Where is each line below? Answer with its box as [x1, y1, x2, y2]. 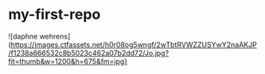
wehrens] [39, 31, 71, 41]
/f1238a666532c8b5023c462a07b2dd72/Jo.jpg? [8, 48, 170, 57]
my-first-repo [8, 6, 101, 24]
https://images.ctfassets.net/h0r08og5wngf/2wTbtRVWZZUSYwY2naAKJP [10, 39, 257, 49]
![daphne [8, 31, 38, 41]
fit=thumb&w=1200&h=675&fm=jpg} [8, 57, 128, 66]
